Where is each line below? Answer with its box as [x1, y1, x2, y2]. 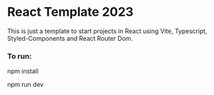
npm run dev [7, 81, 44, 89]
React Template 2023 [7, 4, 134, 20]
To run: [7, 51, 33, 61]
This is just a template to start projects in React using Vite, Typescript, [7, 27, 208, 35]
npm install [7, 67, 39, 76]
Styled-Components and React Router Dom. [7, 34, 133, 42]
